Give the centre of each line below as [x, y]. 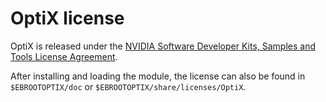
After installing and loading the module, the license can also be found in [158, 76]
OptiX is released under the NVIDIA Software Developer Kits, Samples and [163, 46]
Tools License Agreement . [64, 56]
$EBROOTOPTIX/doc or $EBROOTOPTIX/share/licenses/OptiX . [128, 86]
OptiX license [67, 18]
